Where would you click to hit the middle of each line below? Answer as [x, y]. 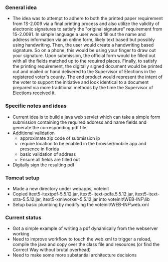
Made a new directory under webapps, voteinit [61, 188]
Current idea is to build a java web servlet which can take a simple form [86, 117]
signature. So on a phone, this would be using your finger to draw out [84, 50]
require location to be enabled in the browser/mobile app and [83, 143]
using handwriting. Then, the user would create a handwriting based [83, 45]
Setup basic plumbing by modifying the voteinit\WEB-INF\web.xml [80, 204]
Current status [23, 217]
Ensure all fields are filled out [50, 159]
